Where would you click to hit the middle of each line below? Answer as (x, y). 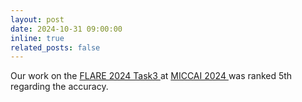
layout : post (37, 19)
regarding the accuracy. (59, 87)
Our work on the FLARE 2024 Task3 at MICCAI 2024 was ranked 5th (151, 76)
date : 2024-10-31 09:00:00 (66, 29)
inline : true (37, 38)
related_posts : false (55, 47)
